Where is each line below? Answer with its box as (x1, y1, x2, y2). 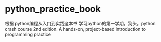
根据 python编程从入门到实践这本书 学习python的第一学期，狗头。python (5, 20, 156, 26)
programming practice (5, 31, 51, 37)
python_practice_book (5, 3, 101, 15)
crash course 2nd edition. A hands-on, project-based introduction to (5, 26, 146, 32)
